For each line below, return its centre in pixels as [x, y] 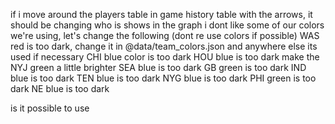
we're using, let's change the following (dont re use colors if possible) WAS [165, 35]
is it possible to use [50, 108]
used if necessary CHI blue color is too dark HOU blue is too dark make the [165, 57]
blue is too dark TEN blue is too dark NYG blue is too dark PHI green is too [163, 78]
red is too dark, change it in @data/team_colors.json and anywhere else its [164, 46]
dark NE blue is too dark [60, 88]
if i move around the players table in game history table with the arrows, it [161, 14]
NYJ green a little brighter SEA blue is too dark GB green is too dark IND [158, 67]
